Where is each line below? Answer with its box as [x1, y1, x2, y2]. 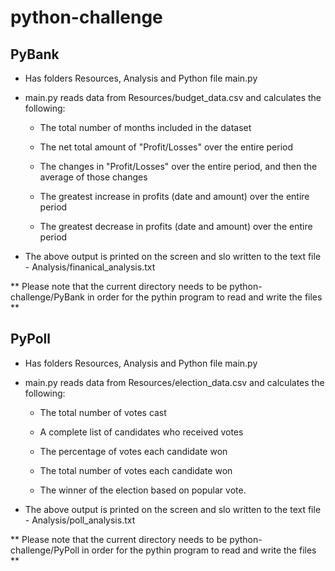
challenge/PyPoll [10, 544, 80, 556]
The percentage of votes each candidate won [39, 445, 228, 457]
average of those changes [39, 171, 148, 183]
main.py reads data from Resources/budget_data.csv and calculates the [24, 92, 322, 103]
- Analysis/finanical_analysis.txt [24, 261, 156, 273]
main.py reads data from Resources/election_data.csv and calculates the [24, 376, 325, 388]
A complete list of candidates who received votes [39, 426, 244, 438]
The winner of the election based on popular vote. [39, 484, 247, 496]
